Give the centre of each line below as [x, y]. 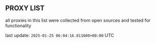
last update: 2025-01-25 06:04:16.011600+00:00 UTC [60, 35]
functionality [18, 25]
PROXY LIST [25, 8]
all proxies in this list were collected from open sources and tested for [78, 20]
